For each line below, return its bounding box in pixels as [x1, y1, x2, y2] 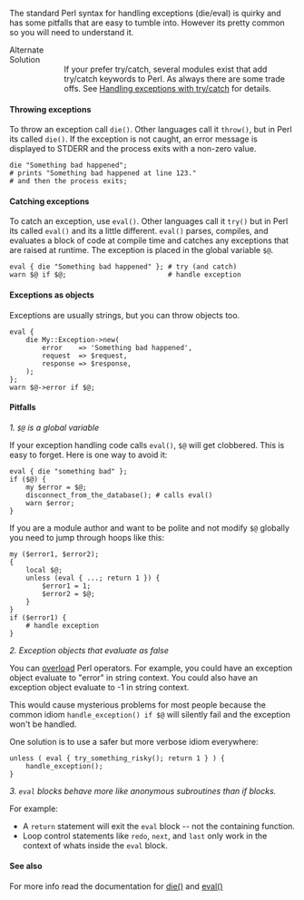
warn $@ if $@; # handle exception [9, 270, 242, 279]
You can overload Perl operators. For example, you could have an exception [9, 662, 293, 673]
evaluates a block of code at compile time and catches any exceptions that [9, 235, 289, 246]
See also [9, 861, 43, 872]
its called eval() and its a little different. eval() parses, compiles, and [9, 226, 269, 237]
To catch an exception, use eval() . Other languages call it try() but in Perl [9, 216, 289, 227]
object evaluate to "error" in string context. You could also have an [9, 671, 259, 683]
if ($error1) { [9, 612, 67, 622]
